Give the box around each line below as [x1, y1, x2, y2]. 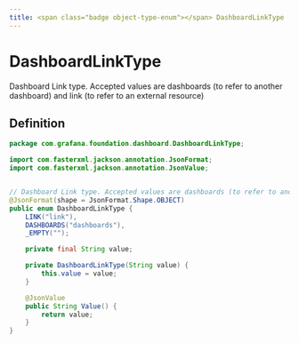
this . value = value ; [41, 269, 117, 278]
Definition [9, 116, 65, 131]
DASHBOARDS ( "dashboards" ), [25, 220, 125, 229]
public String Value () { [25, 301, 117, 311]
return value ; [41, 310, 93, 319]
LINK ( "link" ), [25, 212, 77, 221]
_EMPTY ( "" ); [25, 228, 69, 238]
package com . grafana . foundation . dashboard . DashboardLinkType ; [9, 140, 245, 148]
